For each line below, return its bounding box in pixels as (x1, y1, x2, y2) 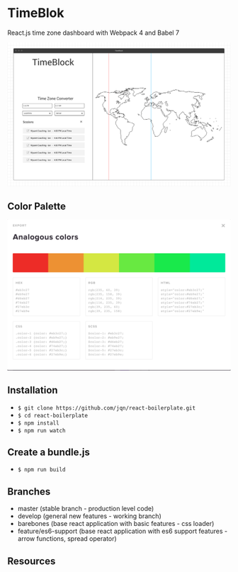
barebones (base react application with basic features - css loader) (17, 520, 215, 528)
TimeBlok (7, 5, 65, 21)
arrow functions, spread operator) (17, 534, 117, 543)
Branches (7, 486, 51, 498)
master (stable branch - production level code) (17, 505, 154, 513)
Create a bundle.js (7, 446, 90, 458)
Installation (7, 384, 58, 396)
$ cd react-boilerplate (17, 412, 89, 419)
